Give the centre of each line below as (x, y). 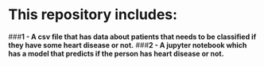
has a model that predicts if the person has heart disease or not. (116, 53)
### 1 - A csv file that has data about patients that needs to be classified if (132, 37)
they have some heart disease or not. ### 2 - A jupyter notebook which (128, 45)
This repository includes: (93, 15)
